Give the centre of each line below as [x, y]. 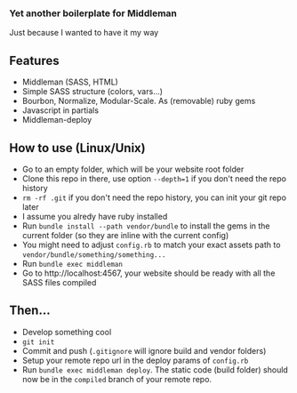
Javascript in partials [60, 110]
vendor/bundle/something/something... [94, 255]
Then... [30, 311]
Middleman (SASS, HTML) [70, 82]
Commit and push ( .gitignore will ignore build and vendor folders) [144, 350]
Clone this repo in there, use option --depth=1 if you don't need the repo [154, 178]
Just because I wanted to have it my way [84, 33]
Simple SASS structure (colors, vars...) [92, 92]
